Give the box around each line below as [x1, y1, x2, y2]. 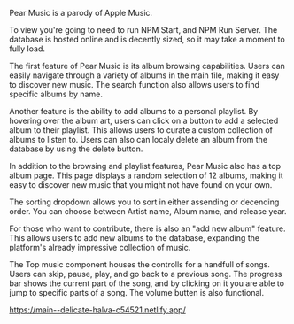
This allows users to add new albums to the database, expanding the [9, 233, 259, 243]
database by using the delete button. [9, 143, 143, 154]
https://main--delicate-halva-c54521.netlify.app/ [9, 305, 186, 315]
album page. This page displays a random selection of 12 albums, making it [9, 170, 283, 181]
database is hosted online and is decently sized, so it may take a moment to [9, 35, 285, 44]
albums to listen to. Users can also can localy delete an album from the [9, 135, 268, 144]
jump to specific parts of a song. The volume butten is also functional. [9, 288, 265, 297]
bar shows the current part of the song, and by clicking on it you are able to [9, 278, 285, 289]
